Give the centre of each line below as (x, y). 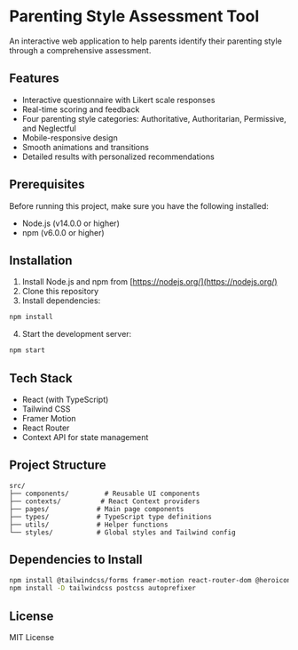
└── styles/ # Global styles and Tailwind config (123, 532)
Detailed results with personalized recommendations (118, 156)
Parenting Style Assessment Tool (134, 16)
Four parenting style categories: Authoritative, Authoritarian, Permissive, (154, 118)
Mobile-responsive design (70, 137)
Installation (41, 260)
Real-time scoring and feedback (81, 109)
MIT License (32, 638)
